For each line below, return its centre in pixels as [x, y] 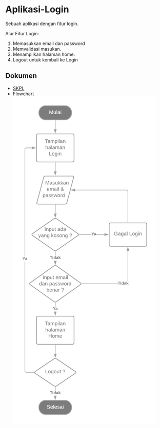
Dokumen [21, 76]
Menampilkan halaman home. [44, 54]
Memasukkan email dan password [49, 43]
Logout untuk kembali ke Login [45, 59]
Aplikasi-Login [37, 9]
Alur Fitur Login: [22, 33]
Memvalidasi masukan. [37, 49]
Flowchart [23, 94]
